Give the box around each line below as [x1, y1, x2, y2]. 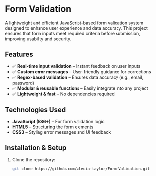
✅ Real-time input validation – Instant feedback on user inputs [12, 63, 141, 69]
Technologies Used [5, 106, 66, 114]
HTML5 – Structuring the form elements [12, 124, 94, 130]
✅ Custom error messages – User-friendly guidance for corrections [12, 68, 152, 75]
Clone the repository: [12, 157, 56, 163]
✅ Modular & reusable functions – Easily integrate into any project [12, 85, 148, 91]
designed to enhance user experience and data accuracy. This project [5, 25, 148, 31]
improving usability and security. [5, 36, 72, 42]
